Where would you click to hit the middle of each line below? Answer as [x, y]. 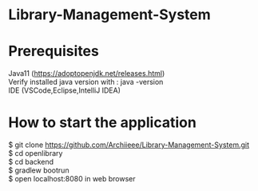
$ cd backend [31, 162]
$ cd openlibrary [36, 153]
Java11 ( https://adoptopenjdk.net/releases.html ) [87, 74]
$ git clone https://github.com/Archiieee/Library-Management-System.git [129, 145]
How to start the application [103, 123]
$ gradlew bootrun [39, 170]
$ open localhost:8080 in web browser [72, 179]
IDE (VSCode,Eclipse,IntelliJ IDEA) [65, 90]
